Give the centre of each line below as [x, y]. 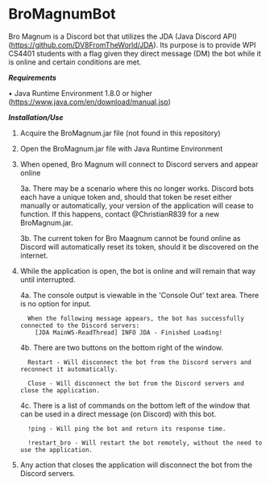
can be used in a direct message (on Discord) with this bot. [118, 414]
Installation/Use [36, 117]
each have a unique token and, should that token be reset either [126, 197]
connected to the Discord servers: [80, 325]
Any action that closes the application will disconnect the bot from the [136, 465]
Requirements [32, 77]
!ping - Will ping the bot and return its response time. [127, 429]
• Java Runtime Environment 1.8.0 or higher [81, 93]
